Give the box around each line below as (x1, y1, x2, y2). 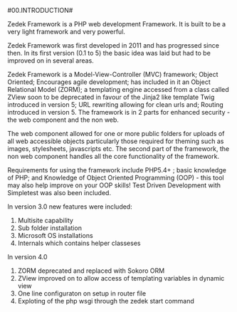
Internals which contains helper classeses (17, 239, 141, 247)
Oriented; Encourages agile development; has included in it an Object (7, 78, 211, 86)
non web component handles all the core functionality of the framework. (7, 152, 219, 160)
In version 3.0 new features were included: (7, 202, 133, 211)
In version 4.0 (7, 253, 48, 261)
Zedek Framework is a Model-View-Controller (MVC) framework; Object (7, 71, 218, 78)
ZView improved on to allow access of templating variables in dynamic (17, 274, 225, 282)
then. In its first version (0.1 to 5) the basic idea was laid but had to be (7, 49, 211, 57)
